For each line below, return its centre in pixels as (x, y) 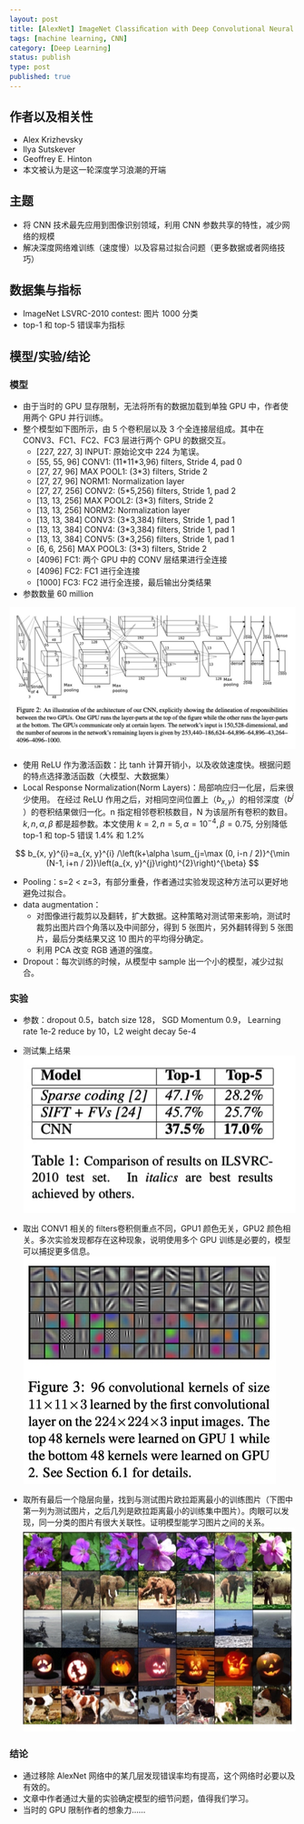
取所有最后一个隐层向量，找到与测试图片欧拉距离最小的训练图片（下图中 (157, 1499)
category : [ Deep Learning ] (60, 48)
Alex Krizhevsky (53, 139)
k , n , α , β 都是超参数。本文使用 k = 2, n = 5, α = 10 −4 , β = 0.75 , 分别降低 (155, 823)
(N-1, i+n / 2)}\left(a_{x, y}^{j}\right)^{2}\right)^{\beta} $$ (152, 863)
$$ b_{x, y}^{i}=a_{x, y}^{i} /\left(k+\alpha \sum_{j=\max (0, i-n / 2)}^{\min (152, 853)
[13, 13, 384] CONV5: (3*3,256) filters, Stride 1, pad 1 (135, 539)
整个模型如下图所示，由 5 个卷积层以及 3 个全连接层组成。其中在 (143, 429)
